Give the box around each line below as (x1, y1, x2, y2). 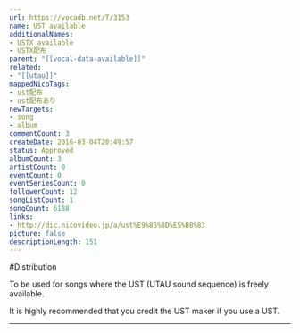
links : (9, 212, 34, 221)
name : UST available (9, 21, 87, 30)
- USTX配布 (9, 46, 47, 55)
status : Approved (9, 146, 74, 154)
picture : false (9, 229, 66, 237)
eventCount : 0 (9, 171, 62, 179)
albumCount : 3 (9, 154, 62, 163)
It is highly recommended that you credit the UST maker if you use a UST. (9, 305, 280, 317)
